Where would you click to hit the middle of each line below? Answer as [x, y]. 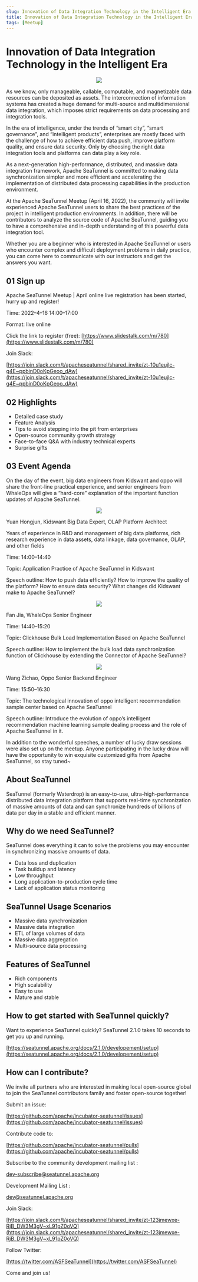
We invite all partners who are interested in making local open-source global [99, 1087]
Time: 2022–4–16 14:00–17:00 [42, 313]
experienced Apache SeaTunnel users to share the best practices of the [93, 207]
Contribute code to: [30, 1133]
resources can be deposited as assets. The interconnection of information [96, 98]
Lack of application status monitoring [60, 888]
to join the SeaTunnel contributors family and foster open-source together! [96, 1093]
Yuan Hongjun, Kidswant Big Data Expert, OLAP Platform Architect [87, 522]
